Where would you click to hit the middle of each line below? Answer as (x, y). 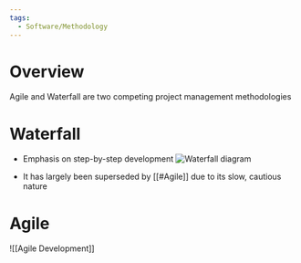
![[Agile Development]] (52, 248)
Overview (47, 72)
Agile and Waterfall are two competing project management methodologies (150, 97)
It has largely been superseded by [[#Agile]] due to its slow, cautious (152, 177)
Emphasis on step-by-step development (98, 159)
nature (35, 186)
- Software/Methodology (62, 26)
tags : (20, 18)
